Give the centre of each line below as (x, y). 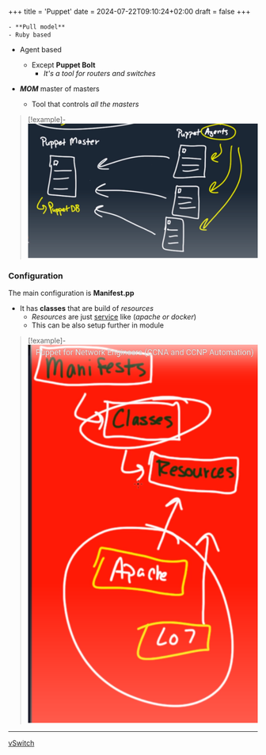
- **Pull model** (37, 27)
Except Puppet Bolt (63, 65)
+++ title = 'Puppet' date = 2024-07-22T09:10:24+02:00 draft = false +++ (129, 11)
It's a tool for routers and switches (99, 73)
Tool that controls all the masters (85, 104)
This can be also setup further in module (98, 325)
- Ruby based (30, 35)
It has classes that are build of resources (87, 309)
